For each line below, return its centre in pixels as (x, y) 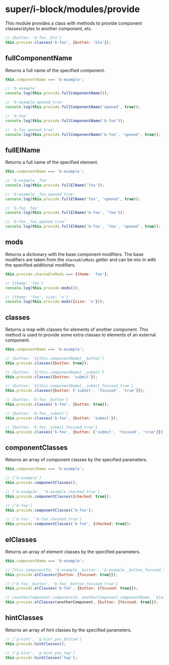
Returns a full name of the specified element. (52, 162)
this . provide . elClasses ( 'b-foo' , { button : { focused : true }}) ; (72, 589)
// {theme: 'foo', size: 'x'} (37, 297)
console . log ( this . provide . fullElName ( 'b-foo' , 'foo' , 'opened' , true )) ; (83, 227)
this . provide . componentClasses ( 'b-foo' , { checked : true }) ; (68, 524)
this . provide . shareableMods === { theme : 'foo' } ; (57, 274)
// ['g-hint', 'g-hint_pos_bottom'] (44, 639)
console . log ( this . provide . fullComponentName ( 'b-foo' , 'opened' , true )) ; (83, 134)
